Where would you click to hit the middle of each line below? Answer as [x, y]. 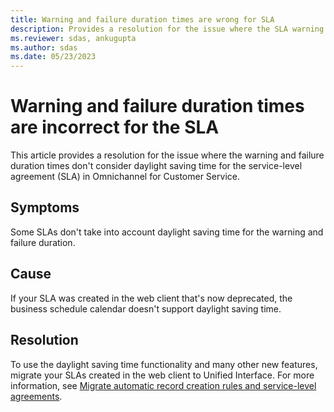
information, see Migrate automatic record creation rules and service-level [163, 385]
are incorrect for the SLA [115, 127]
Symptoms [45, 207]
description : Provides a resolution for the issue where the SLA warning [167, 29]
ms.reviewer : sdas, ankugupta [73, 38]
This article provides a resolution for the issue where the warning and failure [167, 155]
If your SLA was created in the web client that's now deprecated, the [151, 298]
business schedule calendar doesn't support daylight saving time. [146, 308]
